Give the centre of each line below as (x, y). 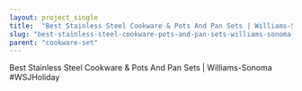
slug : (19, 34)
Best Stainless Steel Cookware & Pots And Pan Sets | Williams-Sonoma (141, 68)
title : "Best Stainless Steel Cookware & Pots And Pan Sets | (130, 26)
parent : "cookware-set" (54, 42)
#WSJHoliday (35, 78)
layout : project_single (54, 17)
